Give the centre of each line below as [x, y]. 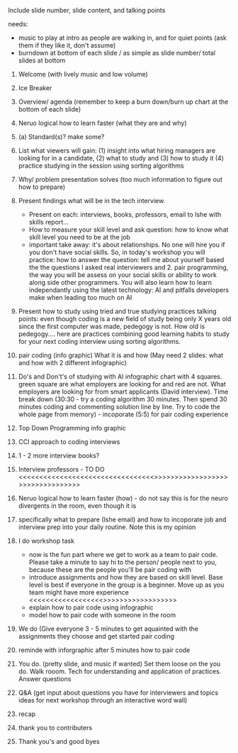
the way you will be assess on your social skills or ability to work [123, 275]
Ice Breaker [35, 88]
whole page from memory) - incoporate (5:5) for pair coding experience [123, 414]
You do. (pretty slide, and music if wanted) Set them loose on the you [119, 664]
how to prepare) [42, 187]
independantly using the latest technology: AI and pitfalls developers [129, 290]
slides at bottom [42, 60]
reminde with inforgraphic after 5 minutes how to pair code [104, 650]
